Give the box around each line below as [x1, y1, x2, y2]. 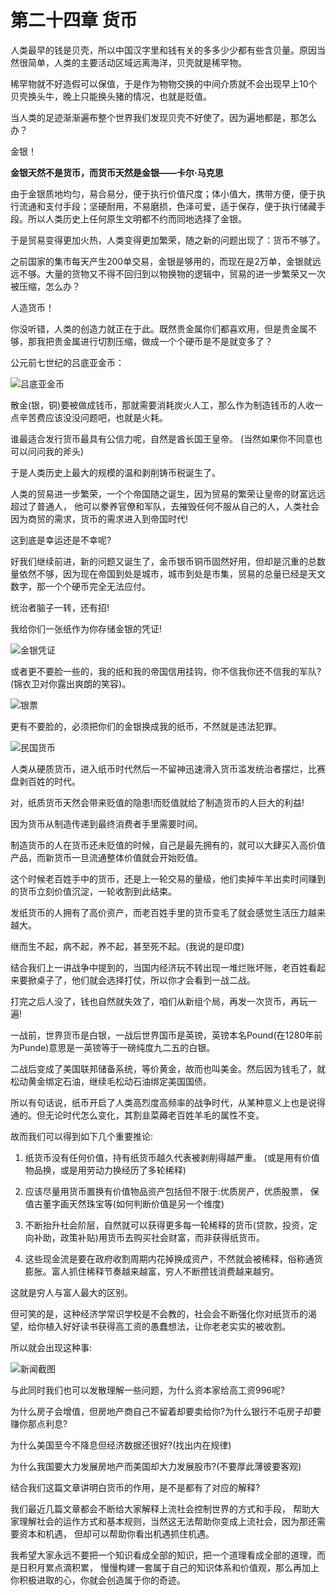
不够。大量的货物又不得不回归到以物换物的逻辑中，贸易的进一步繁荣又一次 [18, 267, 326, 280]
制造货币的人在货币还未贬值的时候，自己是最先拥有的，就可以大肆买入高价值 [10, 839, 326, 851]
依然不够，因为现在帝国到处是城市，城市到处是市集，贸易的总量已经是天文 [18, 567, 326, 580]
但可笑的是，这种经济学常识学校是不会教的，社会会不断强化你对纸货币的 [10, 1307, 308, 1320]
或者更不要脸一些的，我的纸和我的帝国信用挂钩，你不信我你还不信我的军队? [10, 665, 322, 677]
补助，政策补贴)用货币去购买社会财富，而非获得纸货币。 [33, 1231, 265, 1243]
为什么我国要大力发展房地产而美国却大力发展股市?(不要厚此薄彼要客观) [10, 1460, 302, 1472]
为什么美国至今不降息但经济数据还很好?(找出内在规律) [10, 1439, 232, 1451]
